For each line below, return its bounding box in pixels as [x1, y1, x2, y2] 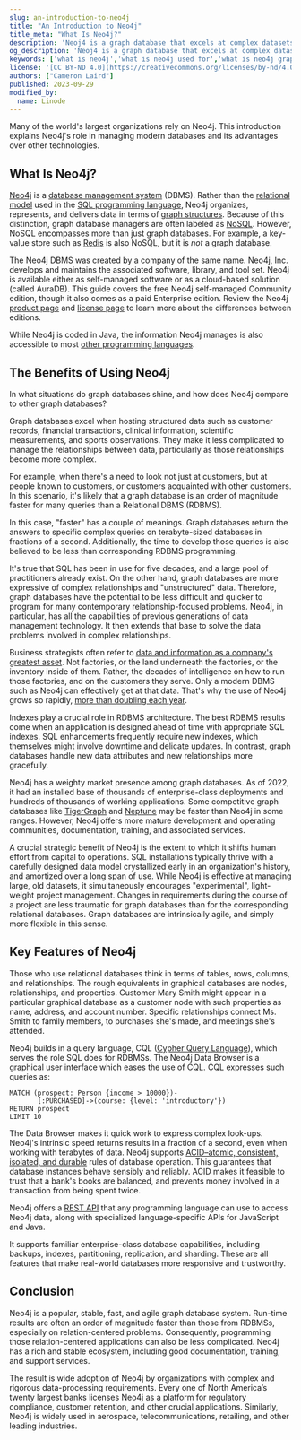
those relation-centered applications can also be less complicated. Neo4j [9, 1336, 279, 1347]
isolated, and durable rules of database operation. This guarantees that [9, 1156, 271, 1167]
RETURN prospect [9, 1104, 70, 1113]
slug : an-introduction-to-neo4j [9, 13, 130, 22]
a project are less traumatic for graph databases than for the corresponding [9, 899, 288, 910]
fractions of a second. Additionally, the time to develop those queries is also [9, 536, 289, 547]
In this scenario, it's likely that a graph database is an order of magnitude [9, 490, 279, 500]
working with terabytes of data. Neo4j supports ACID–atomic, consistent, [9, 1147, 279, 1158]
